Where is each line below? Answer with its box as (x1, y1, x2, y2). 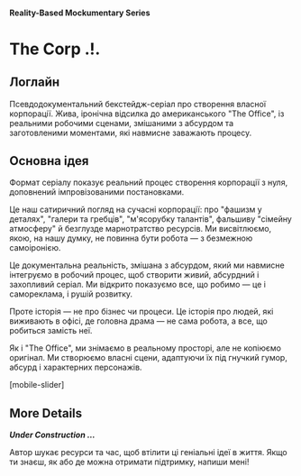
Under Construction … (9, 429, 96, 441)
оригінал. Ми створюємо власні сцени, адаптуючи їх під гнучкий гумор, (9, 352, 288, 363)
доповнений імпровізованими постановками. (9, 187, 185, 197)
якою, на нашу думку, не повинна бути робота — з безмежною (9, 233, 253, 243)
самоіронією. (9, 243, 61, 253)
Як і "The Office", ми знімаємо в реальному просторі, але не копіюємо (9, 343, 282, 353)
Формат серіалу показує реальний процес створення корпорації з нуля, (9, 177, 288, 188)
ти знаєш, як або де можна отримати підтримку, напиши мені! (9, 456, 250, 468)
